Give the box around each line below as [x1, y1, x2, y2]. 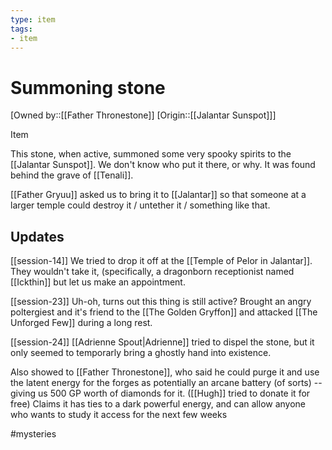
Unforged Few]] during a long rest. [10, 317, 153, 329]
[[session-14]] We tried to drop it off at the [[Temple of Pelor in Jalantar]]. [10, 255, 313, 267]
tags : [10, 24, 33, 34]
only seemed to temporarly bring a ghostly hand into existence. [10, 347, 272, 359]
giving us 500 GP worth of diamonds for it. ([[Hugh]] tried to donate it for [10, 387, 311, 400]
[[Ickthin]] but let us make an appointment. [10, 276, 186, 288]
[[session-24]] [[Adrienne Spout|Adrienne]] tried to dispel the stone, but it [10, 336, 315, 348]
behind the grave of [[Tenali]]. [10, 169, 134, 181]
